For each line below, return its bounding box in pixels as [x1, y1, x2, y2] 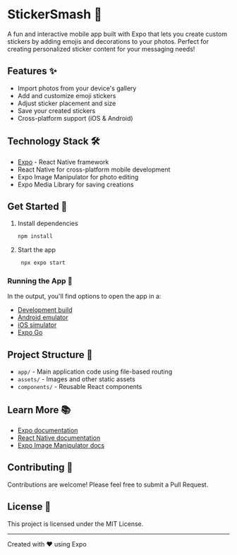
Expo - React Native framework [17, 157, 109, 166]
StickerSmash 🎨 [7, 6, 102, 23]
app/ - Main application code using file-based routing [17, 367, 173, 376]
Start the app [17, 246, 56, 254]
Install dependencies [17, 219, 79, 228]
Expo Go [17, 328, 43, 337]
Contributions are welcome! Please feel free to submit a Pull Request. [7, 480, 209, 489]
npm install [17, 233, 53, 240]
